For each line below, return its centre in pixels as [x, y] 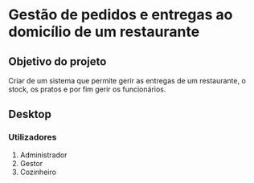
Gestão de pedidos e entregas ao [121, 15]
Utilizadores [33, 137]
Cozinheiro [38, 172]
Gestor [31, 163]
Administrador [43, 155]
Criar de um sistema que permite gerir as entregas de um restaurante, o [127, 81]
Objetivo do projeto [57, 61]
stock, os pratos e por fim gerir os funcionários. [87, 89]
